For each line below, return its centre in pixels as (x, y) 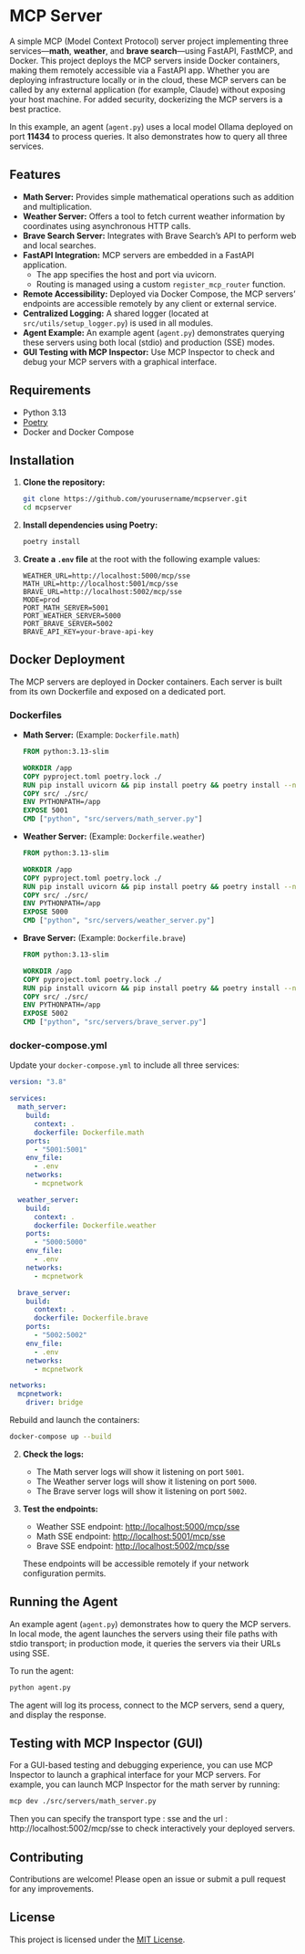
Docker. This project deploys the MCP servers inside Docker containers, (145, 60)
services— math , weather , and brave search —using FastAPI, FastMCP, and (151, 50)
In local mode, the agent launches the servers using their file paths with (143, 1634)
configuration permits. (64, 1573)
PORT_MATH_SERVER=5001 (66, 608)
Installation (42, 460)
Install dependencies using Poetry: (90, 525)
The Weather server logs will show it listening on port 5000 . (147, 1481)
